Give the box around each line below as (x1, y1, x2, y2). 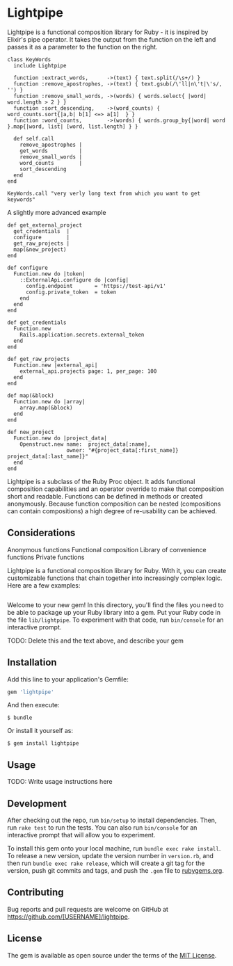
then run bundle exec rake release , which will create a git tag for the (7, 859, 205, 867)
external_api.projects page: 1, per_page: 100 (19, 367, 157, 375)
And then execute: (7, 701, 60, 709)
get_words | (19, 147, 82, 154)
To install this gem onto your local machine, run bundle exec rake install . (7, 844, 221, 853)
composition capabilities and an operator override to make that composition (7, 485, 225, 493)
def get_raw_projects (7, 355, 70, 362)
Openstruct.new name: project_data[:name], (19, 440, 151, 448)
